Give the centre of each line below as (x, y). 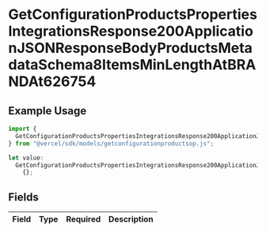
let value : (26, 158)
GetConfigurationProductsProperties (133, 15)
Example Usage (47, 111)
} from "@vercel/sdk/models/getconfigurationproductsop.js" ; (111, 144)
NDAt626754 (52, 82)
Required (84, 219)
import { (23, 129)
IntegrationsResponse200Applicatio (131, 31)
